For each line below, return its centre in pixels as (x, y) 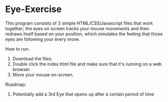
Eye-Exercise (33, 9)
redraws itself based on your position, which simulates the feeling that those (84, 34)
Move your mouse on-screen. (43, 74)
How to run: (17, 49)
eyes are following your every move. (43, 39)
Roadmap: (16, 84)
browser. (22, 69)
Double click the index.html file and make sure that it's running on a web (87, 64)
